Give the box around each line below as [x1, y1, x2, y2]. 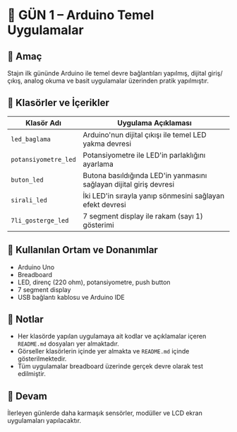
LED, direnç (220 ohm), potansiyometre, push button [17, 278, 171, 286]
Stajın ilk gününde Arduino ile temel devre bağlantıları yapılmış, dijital [7, 69, 207, 77]
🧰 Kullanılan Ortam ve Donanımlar [7, 244, 159, 256]
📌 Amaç [7, 50, 42, 62]
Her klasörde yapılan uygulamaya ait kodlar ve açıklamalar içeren [17, 332, 207, 341]
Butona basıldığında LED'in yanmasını [83, 170, 207, 180]
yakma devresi [83, 139, 132, 148]
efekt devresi [83, 199, 126, 209]
